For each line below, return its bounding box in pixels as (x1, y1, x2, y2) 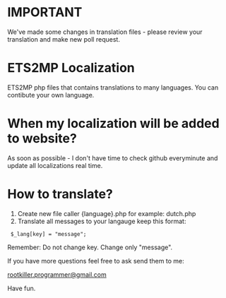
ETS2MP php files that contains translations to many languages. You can (7, 83, 219, 92)
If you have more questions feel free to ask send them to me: (7, 256, 185, 265)
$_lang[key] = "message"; (10, 230, 87, 237)
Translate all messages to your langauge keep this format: (17, 217, 186, 225)
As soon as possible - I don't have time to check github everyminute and (7, 153, 218, 162)
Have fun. (7, 284, 36, 292)
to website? (7, 131, 78, 147)
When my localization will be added (7, 116, 220, 131)
